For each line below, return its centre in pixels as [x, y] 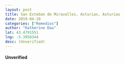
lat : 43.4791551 [22, 32]
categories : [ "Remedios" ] [32, 23]
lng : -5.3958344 [22, 37]
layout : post [19, 10]
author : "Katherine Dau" [31, 28]
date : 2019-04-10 [23, 19]
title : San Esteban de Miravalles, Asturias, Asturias [63, 14]
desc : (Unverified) [25, 42]
